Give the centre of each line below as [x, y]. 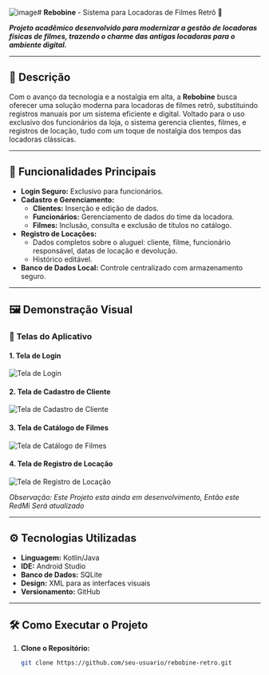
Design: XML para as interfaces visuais [85, 583]
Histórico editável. [62, 259]
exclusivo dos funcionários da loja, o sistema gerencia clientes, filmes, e [128, 122]
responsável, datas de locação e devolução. [105, 250]
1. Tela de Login [35, 355]
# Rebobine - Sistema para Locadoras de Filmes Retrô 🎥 [130, 12]
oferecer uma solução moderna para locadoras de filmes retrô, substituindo [134, 105]
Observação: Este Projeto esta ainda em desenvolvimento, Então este [125, 497]
